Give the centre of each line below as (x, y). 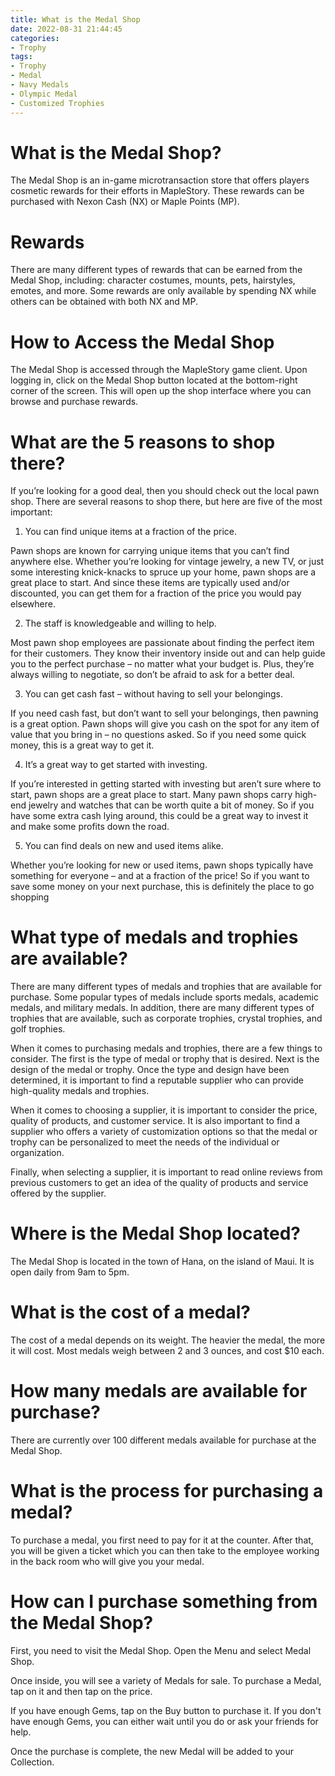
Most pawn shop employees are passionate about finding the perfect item (162, 643)
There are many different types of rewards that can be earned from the (156, 270)
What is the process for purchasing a (167, 1491)
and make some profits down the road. (90, 827)
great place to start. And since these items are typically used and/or (150, 583)
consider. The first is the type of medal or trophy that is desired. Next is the (165, 1059)
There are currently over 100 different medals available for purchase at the (163, 1440)
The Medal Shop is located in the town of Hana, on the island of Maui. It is (162, 1262)
